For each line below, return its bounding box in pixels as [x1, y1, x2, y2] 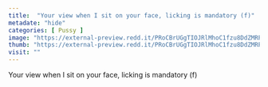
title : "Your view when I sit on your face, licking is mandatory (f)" [8, 11, 255, 20]
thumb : [8, 41, 30, 49]
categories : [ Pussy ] [8, 26, 84, 34]
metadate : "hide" [8, 19, 66, 27]
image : [8, 33, 30, 42]
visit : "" [8, 48, 41, 56]
